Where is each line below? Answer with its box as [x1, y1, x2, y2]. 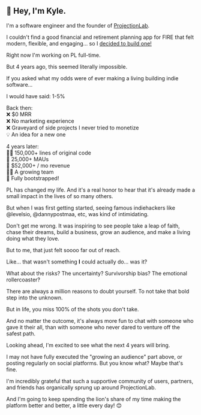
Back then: [6, 104, 33, 111]
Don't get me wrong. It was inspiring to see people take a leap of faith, [6, 222, 180, 229]
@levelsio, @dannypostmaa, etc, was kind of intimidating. [6, 210, 149, 217]
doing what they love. [6, 235, 60, 242]
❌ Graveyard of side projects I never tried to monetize [6, 124, 139, 131]
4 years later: [6, 143, 39, 150]
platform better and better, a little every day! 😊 [6, 402, 122, 409]
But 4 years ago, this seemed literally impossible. [6, 63, 128, 70]
